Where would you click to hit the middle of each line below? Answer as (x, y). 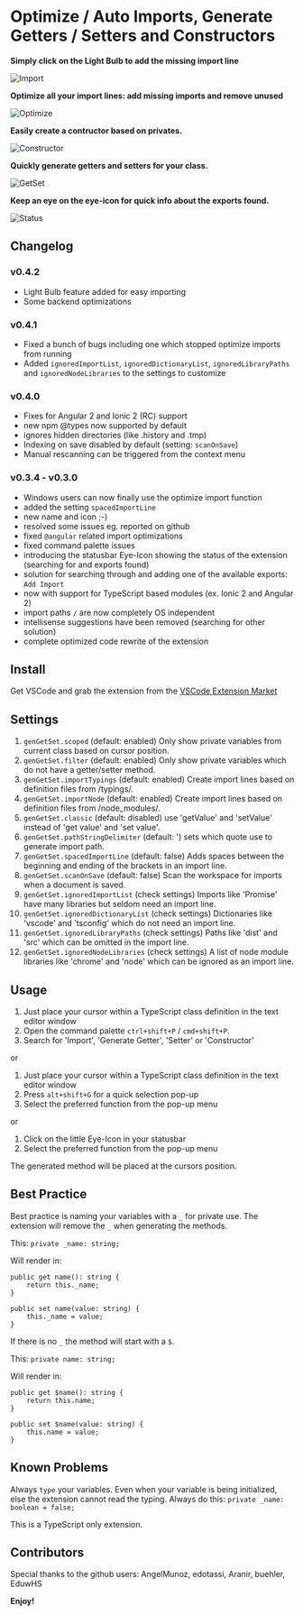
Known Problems (60, 1468)
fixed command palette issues (79, 545)
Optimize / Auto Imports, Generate (142, 17)
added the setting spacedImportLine (89, 507)
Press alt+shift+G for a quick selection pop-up (111, 1094)
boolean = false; (43, 1508)
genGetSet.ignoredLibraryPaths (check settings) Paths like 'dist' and (150, 933)
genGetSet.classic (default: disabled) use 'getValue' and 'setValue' (148, 818)
